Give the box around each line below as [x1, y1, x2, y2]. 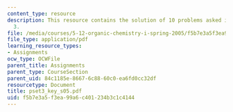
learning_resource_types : [7, 42, 82, 49]
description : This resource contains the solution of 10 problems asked [7, 17, 222, 24]
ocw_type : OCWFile [7, 56, 60, 63]
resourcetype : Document [7, 81, 76, 88]
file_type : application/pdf [7, 36, 89, 43]
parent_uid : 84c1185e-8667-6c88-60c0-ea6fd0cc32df [7, 74, 157, 82]
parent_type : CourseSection [7, 68, 89, 75]
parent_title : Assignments [7, 62, 85, 69]
